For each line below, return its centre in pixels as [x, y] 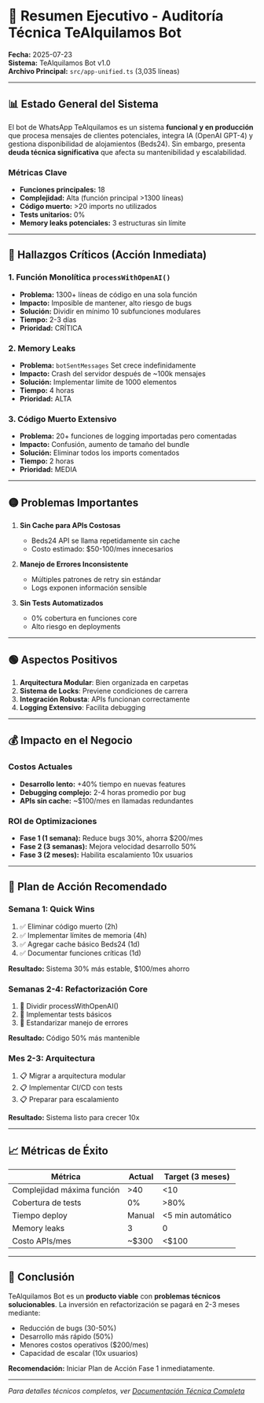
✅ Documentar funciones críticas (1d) [80, 953]
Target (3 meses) [197, 1177]
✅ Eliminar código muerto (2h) [69, 926]
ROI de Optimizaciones [53, 821]
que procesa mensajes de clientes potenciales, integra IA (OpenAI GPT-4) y [131, 135]
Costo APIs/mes [42, 1241]
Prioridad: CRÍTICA [51, 328]
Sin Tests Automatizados [61, 603]
